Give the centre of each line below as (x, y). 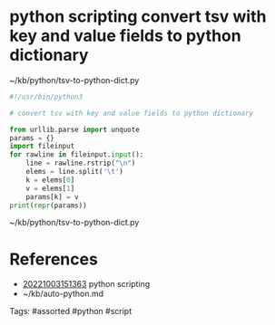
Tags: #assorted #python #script (71, 311)
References (54, 259)
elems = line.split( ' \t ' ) (75, 172)
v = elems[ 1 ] (50, 188)
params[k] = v (52, 196)
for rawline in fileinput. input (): (77, 155)
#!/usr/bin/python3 (46, 97)
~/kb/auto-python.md (63, 294)
